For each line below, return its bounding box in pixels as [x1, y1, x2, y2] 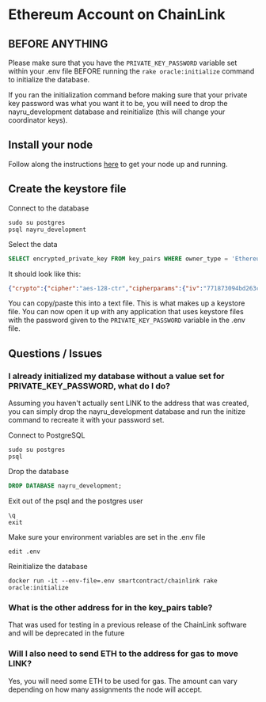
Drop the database [8, 467, 70, 476]
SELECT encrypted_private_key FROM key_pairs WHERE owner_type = [8, 255, 228, 263]
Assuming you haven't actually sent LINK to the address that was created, [8, 398, 249, 408]
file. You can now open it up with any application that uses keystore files [8, 307, 244, 317]
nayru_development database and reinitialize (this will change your [8, 107, 226, 116]
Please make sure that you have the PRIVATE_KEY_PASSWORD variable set [8, 58, 237, 67]
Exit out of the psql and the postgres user [8, 496, 144, 506]
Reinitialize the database [8, 561, 89, 571]
